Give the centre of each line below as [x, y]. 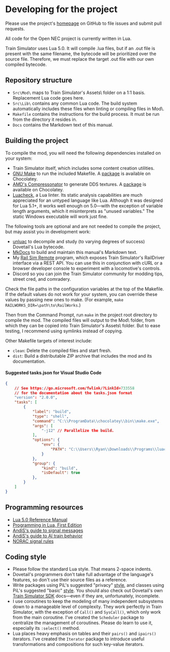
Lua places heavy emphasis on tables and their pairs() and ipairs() [84, 634]
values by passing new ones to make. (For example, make [65, 299]
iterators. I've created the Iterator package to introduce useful [78, 639]
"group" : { [44, 463]
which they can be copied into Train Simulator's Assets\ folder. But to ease [83, 325]
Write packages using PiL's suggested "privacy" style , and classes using [88, 585]
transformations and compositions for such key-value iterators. [78, 644]
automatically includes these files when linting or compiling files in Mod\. [88, 108]
